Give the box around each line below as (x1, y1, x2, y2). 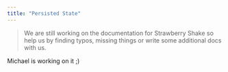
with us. (23, 43, 47, 51)
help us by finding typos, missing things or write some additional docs (23, 36, 222, 45)
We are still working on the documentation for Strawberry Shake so (23, 29, 214, 37)
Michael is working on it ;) (7, 56, 80, 65)
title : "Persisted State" (7, 10, 81, 17)
